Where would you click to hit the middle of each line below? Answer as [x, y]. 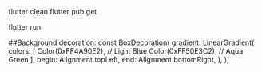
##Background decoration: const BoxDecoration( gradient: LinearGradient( [131, 42]
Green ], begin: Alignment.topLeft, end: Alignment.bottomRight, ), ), [119, 60]
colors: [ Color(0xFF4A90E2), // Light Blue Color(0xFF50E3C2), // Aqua [126, 51]
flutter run [25, 27]
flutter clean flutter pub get [53, 12]
